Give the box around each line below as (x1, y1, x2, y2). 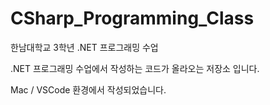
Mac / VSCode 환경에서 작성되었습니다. (10, 83, 167, 96)
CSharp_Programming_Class (10, 7, 255, 30)
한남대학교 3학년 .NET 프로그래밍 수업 (10, 41, 159, 53)
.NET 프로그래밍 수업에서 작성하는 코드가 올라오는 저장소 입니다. (10, 62, 260, 74)
